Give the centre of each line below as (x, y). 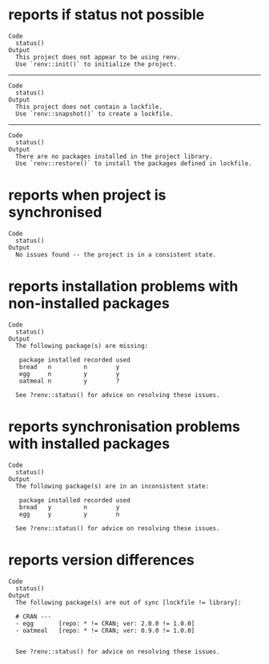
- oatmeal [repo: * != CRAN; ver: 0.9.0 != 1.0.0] (105, 630)
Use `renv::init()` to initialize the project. (96, 64)
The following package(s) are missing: (82, 346)
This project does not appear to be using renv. (98, 57)
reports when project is (87, 195)
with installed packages (89, 443)
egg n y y (69, 374)
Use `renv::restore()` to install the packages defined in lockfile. (134, 163)
